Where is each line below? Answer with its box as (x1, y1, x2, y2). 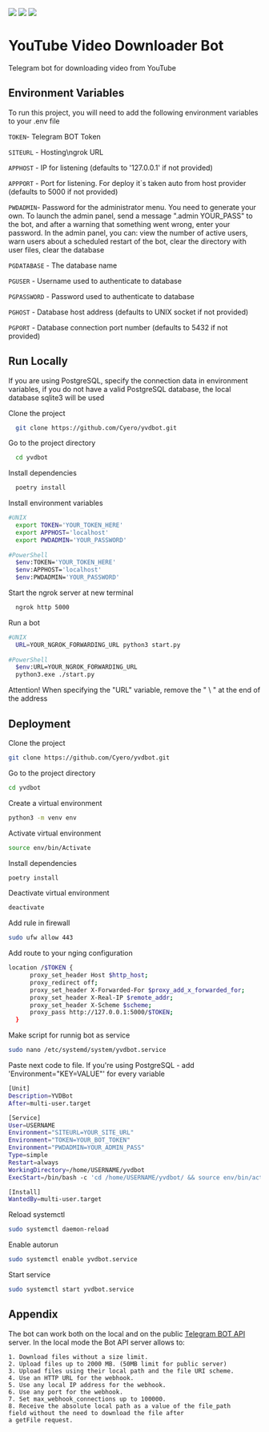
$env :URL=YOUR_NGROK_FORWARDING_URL (15, 663, 138, 671)
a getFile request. (8, 1416, 74, 1424)
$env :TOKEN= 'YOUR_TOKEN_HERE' (15, 558, 116, 567)
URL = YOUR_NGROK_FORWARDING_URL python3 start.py (15, 641, 181, 649)
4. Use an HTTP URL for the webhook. (8, 1373, 134, 1382)
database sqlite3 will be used (8, 393, 105, 402)
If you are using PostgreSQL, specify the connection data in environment (8, 375, 248, 385)
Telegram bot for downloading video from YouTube (8, 63, 176, 72)
